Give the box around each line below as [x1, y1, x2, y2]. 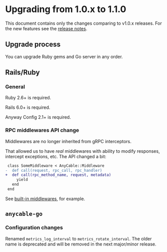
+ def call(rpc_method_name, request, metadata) [5, 172, 112, 177]
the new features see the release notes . [5, 25, 88, 31]
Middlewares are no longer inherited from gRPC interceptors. [5, 138, 132, 144]
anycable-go [5, 210, 43, 218]
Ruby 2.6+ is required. [5, 95, 51, 101]
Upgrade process [5, 40, 61, 49]
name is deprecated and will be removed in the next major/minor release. [5, 241, 157, 247]
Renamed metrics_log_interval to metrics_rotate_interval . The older [5, 235, 152, 241]
